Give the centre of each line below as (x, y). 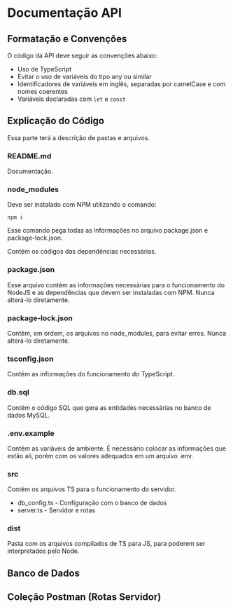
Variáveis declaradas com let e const (71, 99)
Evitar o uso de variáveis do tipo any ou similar (84, 76)
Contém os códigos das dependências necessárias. (82, 252)
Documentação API (65, 13)
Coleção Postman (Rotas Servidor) (84, 597)
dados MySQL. (29, 415)
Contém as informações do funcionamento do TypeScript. (91, 374)
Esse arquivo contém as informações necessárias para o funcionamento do (116, 285)
